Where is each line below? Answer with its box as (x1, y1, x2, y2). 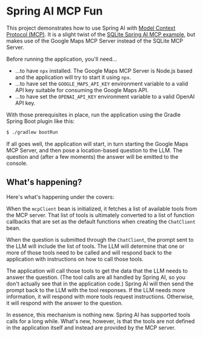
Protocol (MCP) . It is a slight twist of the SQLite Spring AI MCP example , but (6, 30, 196, 38)
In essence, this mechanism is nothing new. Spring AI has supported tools (6, 311, 191, 318)
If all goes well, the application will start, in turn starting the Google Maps (6, 140, 188, 147)
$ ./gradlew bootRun (6, 129, 59, 135)
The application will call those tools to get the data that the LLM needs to (6, 267, 188, 274)
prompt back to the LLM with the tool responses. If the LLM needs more (6, 286, 186, 293)
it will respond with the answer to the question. (6, 299, 123, 307)
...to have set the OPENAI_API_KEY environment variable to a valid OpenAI (15, 93, 195, 100)
